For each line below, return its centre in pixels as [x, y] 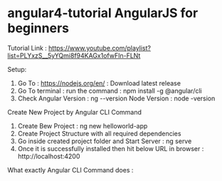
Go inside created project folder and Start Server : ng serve [105, 141]
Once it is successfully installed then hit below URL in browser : [111, 148]
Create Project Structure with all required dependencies [99, 133]
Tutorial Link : [27, 48]
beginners [38, 28]
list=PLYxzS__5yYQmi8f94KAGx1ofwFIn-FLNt [74, 56]
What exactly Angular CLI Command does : [70, 170]
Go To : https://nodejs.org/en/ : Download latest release [99, 83]
